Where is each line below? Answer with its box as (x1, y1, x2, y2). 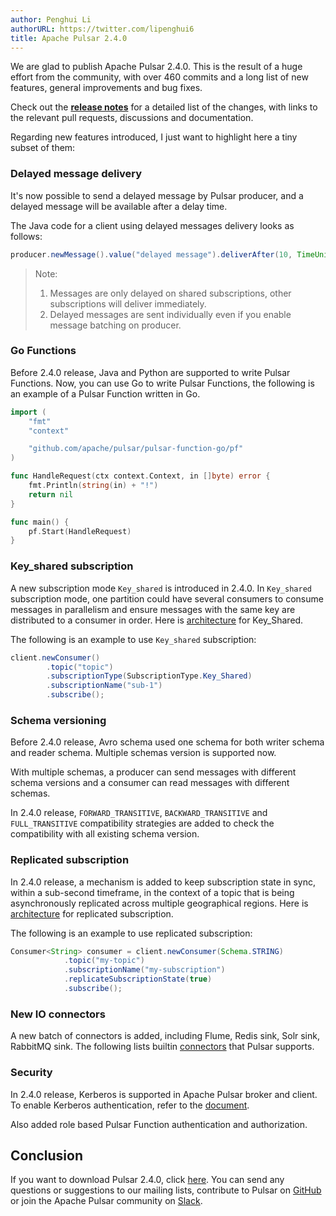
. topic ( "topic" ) (46, 662, 114, 672)
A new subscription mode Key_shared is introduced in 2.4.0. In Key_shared (10, 582, 312, 594)
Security (10, 1066, 53, 1080)
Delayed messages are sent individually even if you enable (49, 308, 292, 320)
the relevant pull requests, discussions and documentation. (10, 112, 254, 124)
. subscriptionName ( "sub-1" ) (46, 681, 163, 691)
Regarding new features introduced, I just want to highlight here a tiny (10, 131, 298, 143)
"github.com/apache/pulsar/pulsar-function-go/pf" (28, 444, 244, 454)
